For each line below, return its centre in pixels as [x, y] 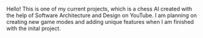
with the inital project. [34, 28]
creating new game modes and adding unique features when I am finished [100, 22]
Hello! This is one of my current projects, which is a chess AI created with [99, 9]
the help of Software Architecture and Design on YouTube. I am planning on [102, 15]
